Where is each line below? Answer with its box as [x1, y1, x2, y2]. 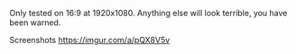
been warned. [9, 17, 61, 28]
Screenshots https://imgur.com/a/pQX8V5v [9, 35, 171, 45]
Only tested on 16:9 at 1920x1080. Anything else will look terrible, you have [9, 8, 288, 18]
